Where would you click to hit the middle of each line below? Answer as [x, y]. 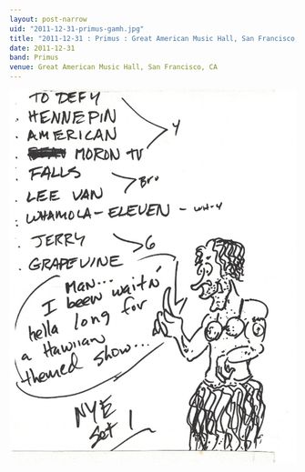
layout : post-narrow [49, 19]
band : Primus [34, 58]
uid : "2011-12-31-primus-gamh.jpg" [77, 29]
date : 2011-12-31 [42, 48]
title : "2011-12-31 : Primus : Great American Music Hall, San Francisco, [154, 38]
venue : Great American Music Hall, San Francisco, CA [114, 67]
